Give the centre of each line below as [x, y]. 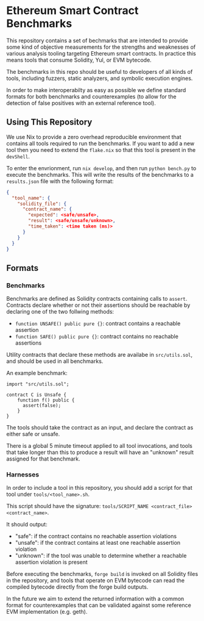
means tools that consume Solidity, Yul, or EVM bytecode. [79, 60]
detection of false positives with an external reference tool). [81, 103]
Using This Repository [49, 122]
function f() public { [46, 400]
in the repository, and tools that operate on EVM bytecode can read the [95, 581]
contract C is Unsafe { [37, 395]
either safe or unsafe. [33, 434]
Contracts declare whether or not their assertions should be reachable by [98, 305]
